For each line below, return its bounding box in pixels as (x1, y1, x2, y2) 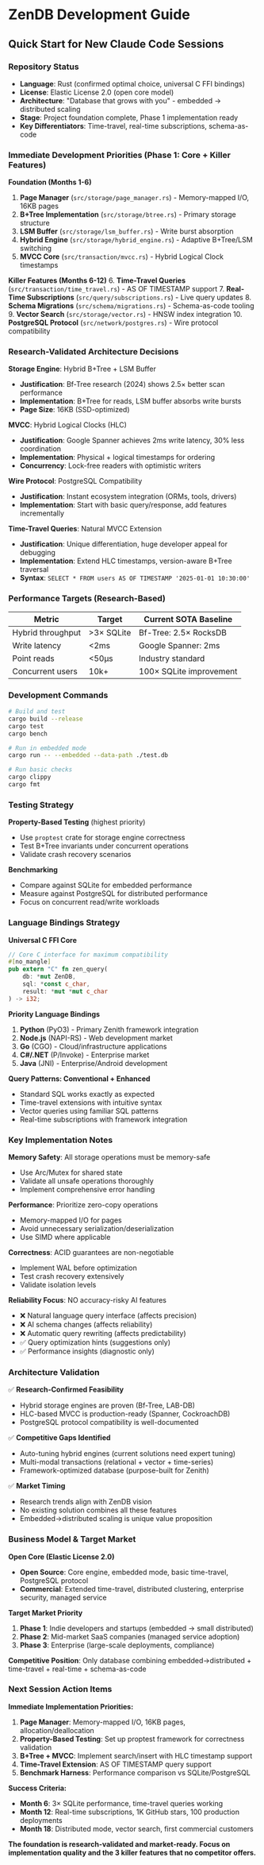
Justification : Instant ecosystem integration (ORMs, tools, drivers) (19, 492, 237, 501)
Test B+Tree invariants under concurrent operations (19, 841, 189, 851)
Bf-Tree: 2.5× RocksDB (138, 627, 228, 638)
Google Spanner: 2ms (138, 639, 220, 651)
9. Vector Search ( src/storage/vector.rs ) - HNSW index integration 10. (8, 310, 243, 319)
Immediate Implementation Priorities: (8, 1701, 134, 1711)
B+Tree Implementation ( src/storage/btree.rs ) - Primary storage (19, 210, 236, 219)
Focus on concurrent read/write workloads (19, 898, 160, 907)
